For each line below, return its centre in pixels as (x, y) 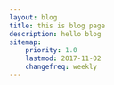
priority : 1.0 (51, 50)
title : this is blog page (57, 26)
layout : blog (33, 17)
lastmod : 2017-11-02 (63, 58)
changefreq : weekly (61, 67)
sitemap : (25, 42)
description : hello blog (55, 34)
